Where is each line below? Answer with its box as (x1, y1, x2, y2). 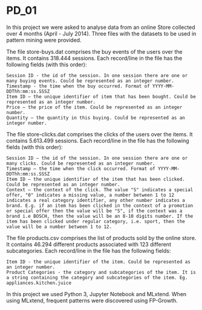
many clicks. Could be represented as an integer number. (6, 160, 155, 166)
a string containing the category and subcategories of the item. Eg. (6, 274, 188, 280)
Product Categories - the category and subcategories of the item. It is (6, 269, 197, 275)
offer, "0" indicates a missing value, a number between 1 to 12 (6, 192, 174, 198)
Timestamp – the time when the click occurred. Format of (6, 165, 155, 172)
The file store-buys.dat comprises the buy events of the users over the (6, 48, 183, 55)
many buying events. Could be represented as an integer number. (6, 78, 174, 84)
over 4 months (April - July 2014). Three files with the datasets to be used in (6, 30, 197, 37)
